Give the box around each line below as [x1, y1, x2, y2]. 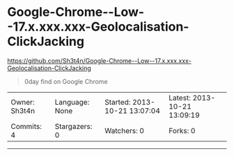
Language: [54, 97, 90, 107]
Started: [104, 97, 131, 107]
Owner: [10, 97, 35, 107]
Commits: [10, 121, 42, 131]
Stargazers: [54, 121, 93, 131]
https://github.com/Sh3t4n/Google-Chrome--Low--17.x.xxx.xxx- [7, 56, 192, 64]
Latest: [168, 93, 192, 103]
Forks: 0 [168, 125, 196, 135]
